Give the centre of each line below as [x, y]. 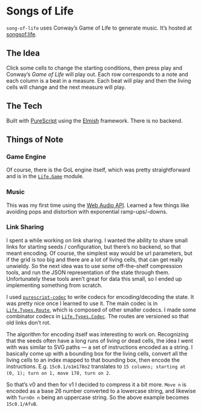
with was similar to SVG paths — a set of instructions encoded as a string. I [99, 347]
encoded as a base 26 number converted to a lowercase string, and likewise [101, 391]
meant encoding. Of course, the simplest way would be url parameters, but [99, 253]
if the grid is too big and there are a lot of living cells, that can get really [95, 259]
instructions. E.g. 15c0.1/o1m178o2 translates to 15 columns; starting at [96, 366]
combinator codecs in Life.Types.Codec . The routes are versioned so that [97, 316]
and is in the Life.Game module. [45, 176]
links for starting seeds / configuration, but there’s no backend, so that [93, 246]
